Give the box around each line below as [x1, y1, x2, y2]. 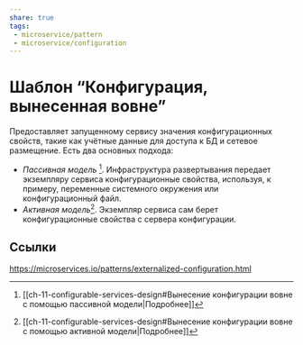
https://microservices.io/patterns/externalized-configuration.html [9, 263, 252, 275]
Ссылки [9, 240, 57, 255]
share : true [9, 13, 54, 23]
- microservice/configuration [13, 38, 127, 48]
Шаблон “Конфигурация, [9, 77, 208, 97]
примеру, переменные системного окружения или [22, 183, 219, 194]
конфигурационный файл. [22, 193, 122, 204]
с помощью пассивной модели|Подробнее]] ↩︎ [22, 299, 205, 310]
